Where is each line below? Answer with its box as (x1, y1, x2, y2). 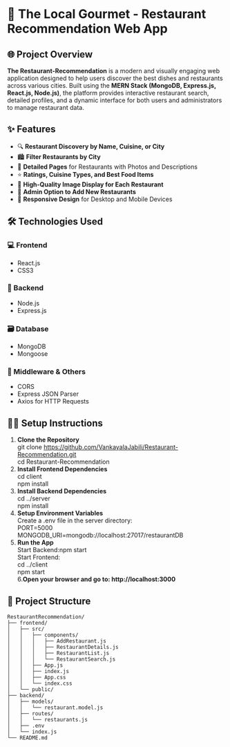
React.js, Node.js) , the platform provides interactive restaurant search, (7, 89, 209, 97)
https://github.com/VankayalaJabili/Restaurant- (44, 443, 178, 451)
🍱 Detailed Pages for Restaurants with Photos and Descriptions (17, 162, 198, 171)
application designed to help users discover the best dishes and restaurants (7, 74, 223, 82)
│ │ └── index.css (7, 680, 73, 687)
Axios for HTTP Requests (17, 397, 90, 406)
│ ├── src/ (7, 625, 45, 633)
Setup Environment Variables (17, 509, 104, 518)
